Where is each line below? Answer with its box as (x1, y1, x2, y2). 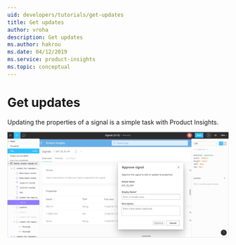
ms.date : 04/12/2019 (7, 49, 68, 56)
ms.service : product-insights (7, 56, 96, 63)
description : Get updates (7, 34, 83, 41)
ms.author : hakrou (7, 41, 61, 49)
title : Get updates (7, 18, 65, 26)
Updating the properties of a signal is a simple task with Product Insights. (7, 118, 219, 126)
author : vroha (7, 26, 49, 33)
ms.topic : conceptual (7, 63, 71, 70)
